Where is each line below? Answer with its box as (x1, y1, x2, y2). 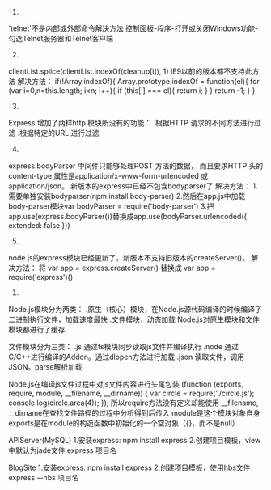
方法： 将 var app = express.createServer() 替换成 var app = (15, 263, 216, 272)
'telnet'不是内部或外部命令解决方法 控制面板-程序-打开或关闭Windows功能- (8, 23, 259, 33)
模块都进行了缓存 (8, 325, 66, 334)
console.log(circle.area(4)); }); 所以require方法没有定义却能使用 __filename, (8, 398, 259, 408)
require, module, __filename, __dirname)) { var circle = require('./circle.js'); (8, 388, 255, 398)
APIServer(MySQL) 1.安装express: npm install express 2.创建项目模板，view (8, 436, 261, 445)
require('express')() (8, 272, 74, 281)
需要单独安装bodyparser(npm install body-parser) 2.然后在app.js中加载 (8, 192, 246, 201)
